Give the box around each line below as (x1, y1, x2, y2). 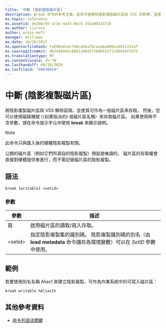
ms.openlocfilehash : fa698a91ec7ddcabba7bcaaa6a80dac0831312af (5, 44, 138, 49)
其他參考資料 (5, 303, 44, 312)
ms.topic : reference (5, 16, 48, 21)
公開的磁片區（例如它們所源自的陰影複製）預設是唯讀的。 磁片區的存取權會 (5, 150, 158, 156)
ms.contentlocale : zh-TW (5, 58, 56, 63)
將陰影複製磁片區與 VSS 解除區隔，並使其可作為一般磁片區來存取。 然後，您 (5, 107, 161, 113)
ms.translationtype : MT (5, 53, 54, 58)
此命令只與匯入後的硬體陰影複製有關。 (5, 140, 83, 146)
